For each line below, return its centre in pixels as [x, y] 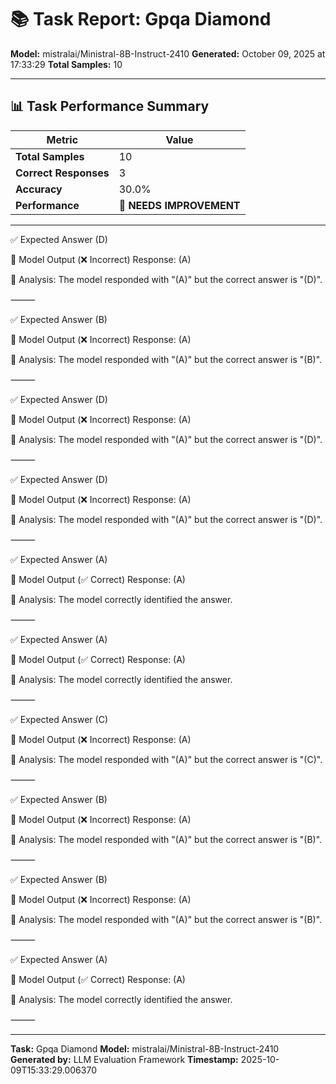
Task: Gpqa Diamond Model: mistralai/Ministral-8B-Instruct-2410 [145, 1048]
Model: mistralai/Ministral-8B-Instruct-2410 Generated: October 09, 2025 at [168, 53]
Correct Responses [62, 173]
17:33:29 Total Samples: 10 [66, 64]
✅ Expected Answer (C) [59, 719]
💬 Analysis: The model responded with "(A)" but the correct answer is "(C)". [166, 759]
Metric [62, 139]
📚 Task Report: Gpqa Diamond [141, 19]
